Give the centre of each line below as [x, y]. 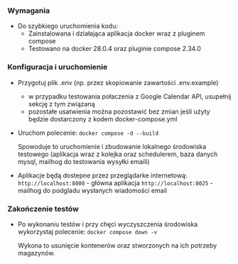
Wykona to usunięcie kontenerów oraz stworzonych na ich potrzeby [117, 245]
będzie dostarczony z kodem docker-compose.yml [103, 119]
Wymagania [29, 11]
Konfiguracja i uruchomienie [58, 67]
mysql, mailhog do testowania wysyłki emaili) [84, 161]
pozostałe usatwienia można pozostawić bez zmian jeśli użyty [119, 111]
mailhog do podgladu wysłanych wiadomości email [92, 190]
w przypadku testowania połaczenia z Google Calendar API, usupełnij [130, 96]
